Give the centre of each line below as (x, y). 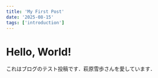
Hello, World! (39, 52)
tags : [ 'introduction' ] (35, 22)
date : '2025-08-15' (30, 17)
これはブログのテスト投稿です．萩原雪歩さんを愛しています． (81, 69)
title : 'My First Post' (35, 12)
